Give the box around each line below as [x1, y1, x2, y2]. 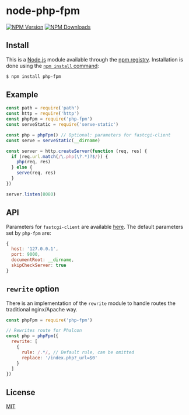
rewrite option [6, 284, 60, 294]
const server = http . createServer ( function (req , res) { [6, 148, 148, 154]
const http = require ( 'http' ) [6, 111, 80, 116]
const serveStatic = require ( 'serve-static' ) [6, 122, 118, 128]
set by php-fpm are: [6, 229, 51, 236]
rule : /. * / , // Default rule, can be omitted [21, 349, 134, 355]
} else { [11, 164, 33, 170]
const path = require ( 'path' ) [6, 105, 80, 111]
